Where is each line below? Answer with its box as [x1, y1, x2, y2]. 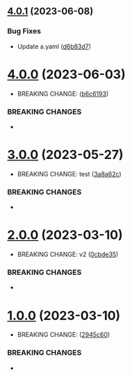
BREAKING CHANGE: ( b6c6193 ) [17, 90, 109, 98]
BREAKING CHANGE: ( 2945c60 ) [17, 330, 110, 339]
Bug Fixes [7, 26, 42, 36]
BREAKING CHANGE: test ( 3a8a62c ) [17, 169, 122, 178]
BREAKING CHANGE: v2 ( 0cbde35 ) [17, 250, 119, 259]
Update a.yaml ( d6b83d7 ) [17, 42, 92, 51]
